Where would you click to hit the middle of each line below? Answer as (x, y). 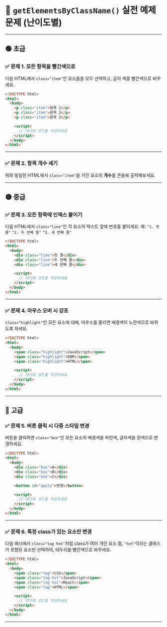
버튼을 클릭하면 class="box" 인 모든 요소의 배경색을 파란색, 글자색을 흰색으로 (79, 438)
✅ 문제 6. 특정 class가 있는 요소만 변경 (48, 532)
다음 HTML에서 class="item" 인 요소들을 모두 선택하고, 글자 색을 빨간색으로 (78, 78)
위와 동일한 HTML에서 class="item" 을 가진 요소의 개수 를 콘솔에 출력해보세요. (80, 175)
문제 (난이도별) (34, 23)
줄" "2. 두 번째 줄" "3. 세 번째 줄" (39, 233)
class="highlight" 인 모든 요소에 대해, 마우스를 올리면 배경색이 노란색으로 (77, 322)
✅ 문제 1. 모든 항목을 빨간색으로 (40, 66)
